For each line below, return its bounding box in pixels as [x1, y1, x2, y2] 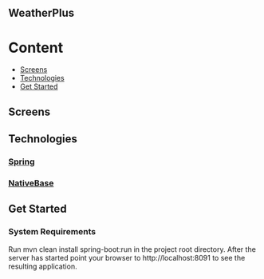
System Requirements [8, 226, 97, 237]
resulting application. [8, 261, 77, 271]
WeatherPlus [8, 6, 74, 20]
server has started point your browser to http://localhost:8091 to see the [8, 253, 246, 262]
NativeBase [8, 177, 54, 189]
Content [8, 38, 64, 57]
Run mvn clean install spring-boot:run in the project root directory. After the [8, 244, 257, 254]
